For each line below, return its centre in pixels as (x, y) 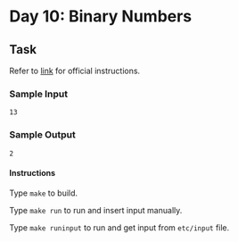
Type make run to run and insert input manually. (96, 210)
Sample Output (42, 135)
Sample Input (39, 94)
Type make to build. (44, 193)
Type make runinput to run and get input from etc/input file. (119, 227)
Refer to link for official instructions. (75, 71)
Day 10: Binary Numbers (101, 17)
